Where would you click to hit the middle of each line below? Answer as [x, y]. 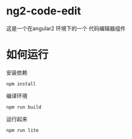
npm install [21, 84]
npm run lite [22, 130]
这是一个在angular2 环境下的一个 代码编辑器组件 [66, 28]
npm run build [24, 107]
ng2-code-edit [44, 11]
